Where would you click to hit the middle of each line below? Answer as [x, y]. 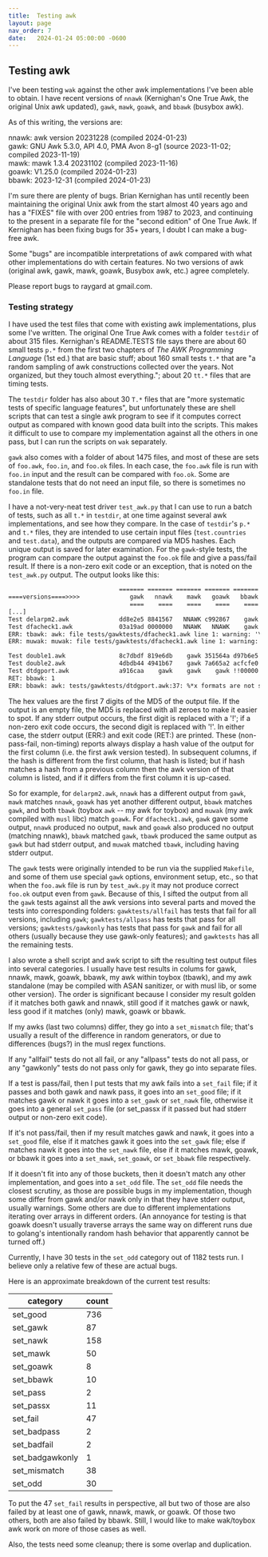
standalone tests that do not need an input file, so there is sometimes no [127, 483]
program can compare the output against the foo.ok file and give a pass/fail [132, 558]
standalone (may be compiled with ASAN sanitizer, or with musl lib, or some [132, 986]
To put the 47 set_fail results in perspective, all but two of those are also [129, 1503]
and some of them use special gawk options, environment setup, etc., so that [133, 876]
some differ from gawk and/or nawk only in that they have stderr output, [127, 1199]
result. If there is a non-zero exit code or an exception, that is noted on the [130, 566]
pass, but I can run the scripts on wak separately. [88, 442]
